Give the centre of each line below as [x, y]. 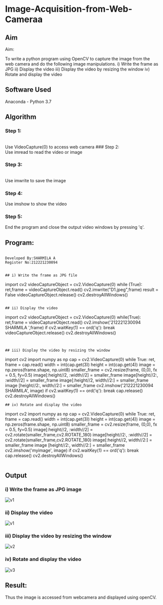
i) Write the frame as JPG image [43, 489]
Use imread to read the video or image [44, 152]
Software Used [28, 90]
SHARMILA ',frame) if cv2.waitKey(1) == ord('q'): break [60, 328]
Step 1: [13, 131]
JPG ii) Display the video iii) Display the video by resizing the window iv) [78, 69]
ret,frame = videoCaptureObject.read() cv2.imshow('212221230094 [73, 322]
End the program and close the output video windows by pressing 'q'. [75, 227]
